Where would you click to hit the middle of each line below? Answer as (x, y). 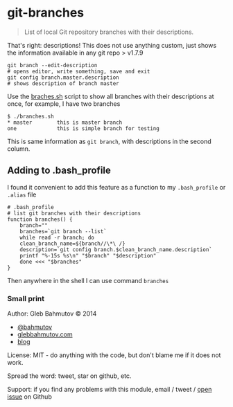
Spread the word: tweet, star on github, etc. (69, 376)
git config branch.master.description (63, 78)
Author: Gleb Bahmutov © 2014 (52, 314)
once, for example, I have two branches (64, 103)
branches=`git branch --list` (63, 231)
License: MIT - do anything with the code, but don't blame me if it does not (114, 355)
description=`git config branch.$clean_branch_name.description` (116, 250)
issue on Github (29, 397)
